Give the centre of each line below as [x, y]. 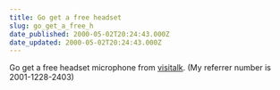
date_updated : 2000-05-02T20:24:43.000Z [86, 42]
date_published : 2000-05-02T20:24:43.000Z [89, 34]
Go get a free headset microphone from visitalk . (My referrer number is [140, 68]
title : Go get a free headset [66, 17]
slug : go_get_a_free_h [51, 26]
